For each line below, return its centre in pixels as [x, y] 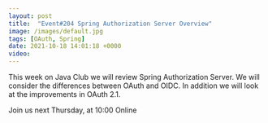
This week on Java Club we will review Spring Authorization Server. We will [134, 77]
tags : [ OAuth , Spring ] [47, 39]
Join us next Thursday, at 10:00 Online [73, 110]
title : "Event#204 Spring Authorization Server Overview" [110, 24]
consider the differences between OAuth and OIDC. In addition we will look [134, 86]
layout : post [30, 16]
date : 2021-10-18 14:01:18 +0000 [65, 46]
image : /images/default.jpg [56, 31]
